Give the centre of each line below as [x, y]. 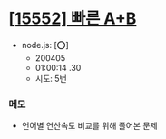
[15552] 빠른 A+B [73, 19]
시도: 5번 [51, 78]
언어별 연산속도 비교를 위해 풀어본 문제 [89, 126]
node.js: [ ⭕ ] [45, 45]
